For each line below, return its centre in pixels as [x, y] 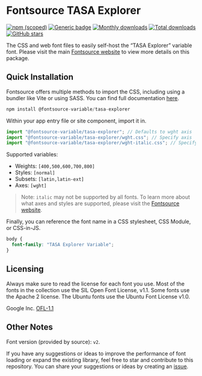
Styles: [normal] [35, 173]
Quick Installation [40, 77]
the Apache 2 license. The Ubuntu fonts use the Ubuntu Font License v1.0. [98, 296]
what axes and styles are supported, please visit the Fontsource [100, 203]
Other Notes [29, 327]
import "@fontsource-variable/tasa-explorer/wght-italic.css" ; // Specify [102, 143]
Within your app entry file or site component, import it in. [76, 121]
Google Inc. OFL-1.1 [30, 308]
